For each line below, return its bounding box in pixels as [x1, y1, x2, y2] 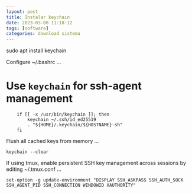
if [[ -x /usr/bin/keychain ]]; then [17, 112, 110, 117]
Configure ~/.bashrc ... [6, 59, 61, 66]
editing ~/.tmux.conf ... [6, 166, 62, 173]
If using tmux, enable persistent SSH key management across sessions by [6, 160, 186, 167]
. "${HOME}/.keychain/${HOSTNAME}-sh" [27, 122, 123, 128]
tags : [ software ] [6, 25, 49, 31]
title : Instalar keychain [6, 14, 70, 20]
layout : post [6, 8, 38, 15]
